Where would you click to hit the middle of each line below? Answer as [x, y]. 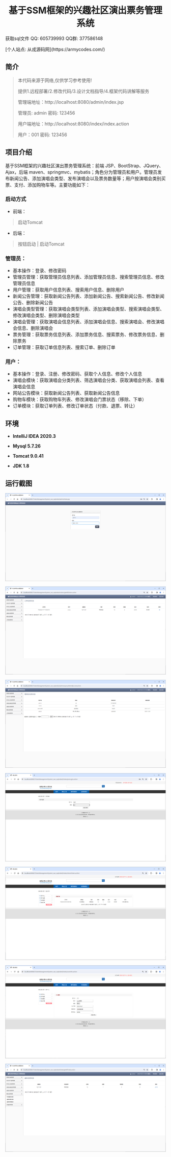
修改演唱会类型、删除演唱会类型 [46, 316]
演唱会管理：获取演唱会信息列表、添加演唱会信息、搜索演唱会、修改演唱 [88, 322]
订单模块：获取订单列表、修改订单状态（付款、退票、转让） [75, 406]
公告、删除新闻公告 [33, 303]
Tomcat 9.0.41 [28, 456]
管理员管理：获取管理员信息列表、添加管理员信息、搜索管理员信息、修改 [88, 277]
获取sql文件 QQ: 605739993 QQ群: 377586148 [54, 38]
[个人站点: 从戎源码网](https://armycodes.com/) [55, 49]
